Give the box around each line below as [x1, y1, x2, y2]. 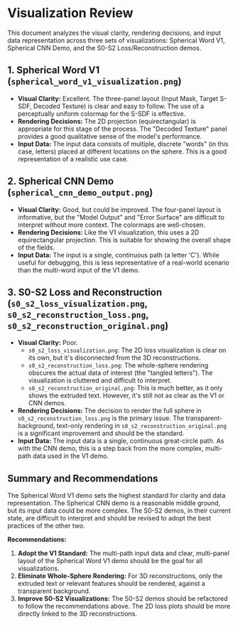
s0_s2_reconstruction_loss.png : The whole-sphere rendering [28, 361, 209, 370]
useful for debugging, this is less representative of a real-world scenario [17, 258, 229, 267]
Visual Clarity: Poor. [17, 338, 78, 347]
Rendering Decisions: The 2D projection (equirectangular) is [17, 117, 197, 125]
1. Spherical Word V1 [7, 64, 100, 76]
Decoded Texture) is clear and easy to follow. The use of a [33, 102, 205, 110]
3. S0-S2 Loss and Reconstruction [7, 286, 162, 298]
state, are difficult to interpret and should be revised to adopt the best [7, 514, 212, 523]
